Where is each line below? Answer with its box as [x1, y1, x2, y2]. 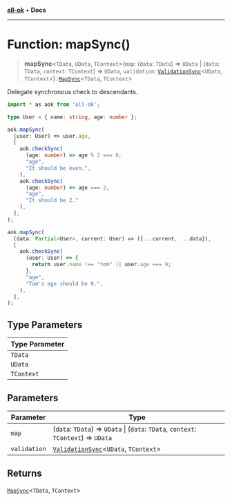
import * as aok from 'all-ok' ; [7, 100, 100, 108]
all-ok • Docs [7, 6, 46, 14]
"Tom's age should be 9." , [25, 280, 104, 287]
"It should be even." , [25, 164, 91, 172]
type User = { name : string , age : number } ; [7, 114, 137, 121]
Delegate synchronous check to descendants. [7, 87, 138, 96]
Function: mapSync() [7, 37, 130, 53]
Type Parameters [7, 319, 83, 331]
